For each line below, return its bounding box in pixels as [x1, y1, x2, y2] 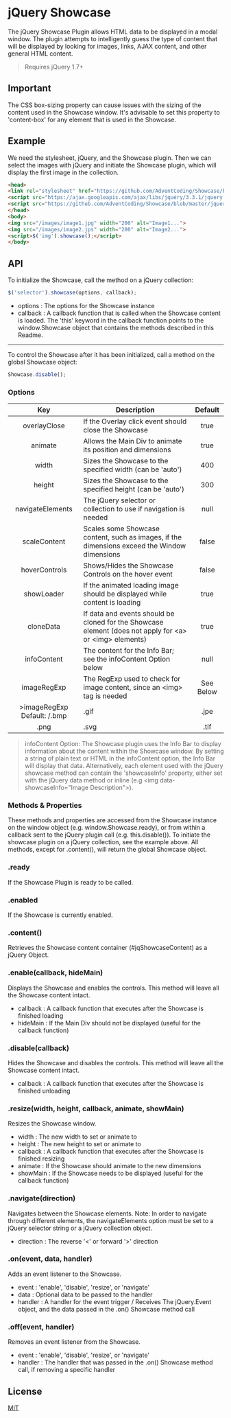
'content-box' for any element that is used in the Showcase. [8, 115, 177, 124]
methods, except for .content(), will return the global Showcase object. [8, 846, 208, 854]
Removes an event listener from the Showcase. [8, 1338, 141, 1346]
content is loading [82, 598, 141, 607]
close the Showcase [82, 426, 148, 435]
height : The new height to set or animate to [17, 1140, 141, 1148]
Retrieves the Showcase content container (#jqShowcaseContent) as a [8, 944, 208, 952]
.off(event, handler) [8, 1322, 75, 1332]
